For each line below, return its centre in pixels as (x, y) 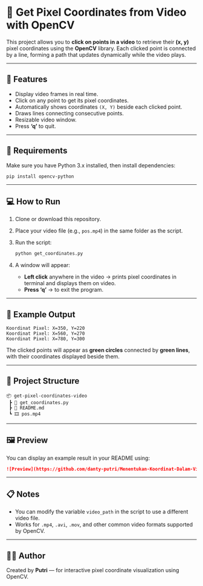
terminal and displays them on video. (70, 283)
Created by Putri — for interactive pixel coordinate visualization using (93, 570)
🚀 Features (27, 79)
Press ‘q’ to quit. (35, 126)
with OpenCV (40, 25)
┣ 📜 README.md (27, 408)
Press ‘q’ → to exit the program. (64, 290)
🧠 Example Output (41, 314)
